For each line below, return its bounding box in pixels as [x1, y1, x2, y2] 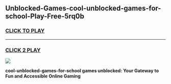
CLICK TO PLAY [5, 27, 45, 35]
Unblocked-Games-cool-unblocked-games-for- [5, 4, 161, 13]
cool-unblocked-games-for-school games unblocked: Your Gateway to [5, 67, 159, 73]
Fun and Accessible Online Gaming [5, 73, 81, 79]
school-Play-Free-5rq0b [5, 12, 84, 21]
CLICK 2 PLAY [5, 46, 41, 53]
